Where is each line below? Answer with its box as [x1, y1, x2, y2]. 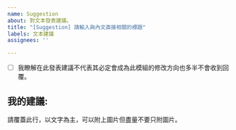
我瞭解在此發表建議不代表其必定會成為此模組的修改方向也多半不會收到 [17, 63, 223, 72]
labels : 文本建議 [7, 30, 55, 38]
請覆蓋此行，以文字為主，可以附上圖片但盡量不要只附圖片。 [7, 115, 181, 124]
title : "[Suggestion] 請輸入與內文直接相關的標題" [7, 23, 147, 31]
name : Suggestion [7, 10, 59, 18]
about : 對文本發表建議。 [7, 17, 72, 24]
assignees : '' [7, 37, 50, 44]
